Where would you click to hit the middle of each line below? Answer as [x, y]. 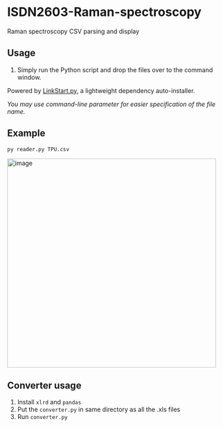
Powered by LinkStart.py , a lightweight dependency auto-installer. [101, 90]
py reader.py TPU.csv [38, 149]
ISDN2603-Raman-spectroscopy [105, 12]
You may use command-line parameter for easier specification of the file [111, 104]
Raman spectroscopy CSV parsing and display [73, 31]
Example [26, 134]
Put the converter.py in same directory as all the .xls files [99, 409]
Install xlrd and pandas [49, 402]
